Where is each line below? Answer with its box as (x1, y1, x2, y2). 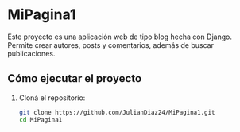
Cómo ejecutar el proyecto (7, 72, 142, 85)
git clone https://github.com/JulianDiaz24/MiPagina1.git (18, 108, 215, 116)
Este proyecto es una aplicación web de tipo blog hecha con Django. (7, 32, 232, 41)
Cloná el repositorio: (18, 93, 86, 103)
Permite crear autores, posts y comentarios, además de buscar (7, 40, 214, 49)
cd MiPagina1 (18, 115, 63, 124)
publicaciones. (7, 49, 56, 58)
